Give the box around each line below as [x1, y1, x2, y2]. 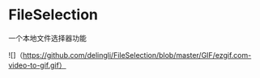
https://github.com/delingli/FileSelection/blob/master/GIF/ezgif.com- [23, 50, 252, 60]
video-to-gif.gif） [8, 60, 66, 70]
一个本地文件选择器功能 [8, 33, 87, 43]
